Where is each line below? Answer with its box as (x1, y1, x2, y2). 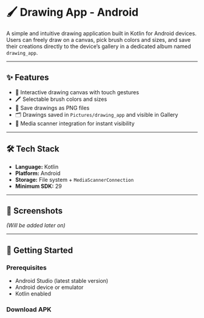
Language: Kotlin (15, 163, 59, 170)
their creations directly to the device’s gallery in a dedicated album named (6, 43, 191, 50)
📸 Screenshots (6, 206, 63, 216)
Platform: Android (15, 169, 61, 177)
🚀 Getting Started (6, 245, 73, 255)
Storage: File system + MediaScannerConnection (15, 176, 134, 183)
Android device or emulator (15, 284, 84, 291)
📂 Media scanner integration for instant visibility (15, 120, 135, 127)
